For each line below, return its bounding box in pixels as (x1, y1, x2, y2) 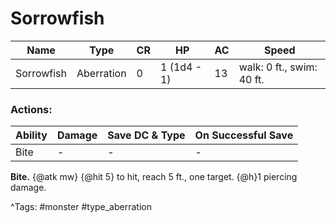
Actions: (10, 102, 53, 116)
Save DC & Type (107, 128, 186, 142)
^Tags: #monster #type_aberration (10, 201, 152, 213)
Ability (15, 128, 48, 142)
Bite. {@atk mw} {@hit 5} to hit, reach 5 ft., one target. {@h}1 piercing (10, 171, 298, 183)
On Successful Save (194, 128, 294, 142)
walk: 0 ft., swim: (238, 60, 318, 74)
